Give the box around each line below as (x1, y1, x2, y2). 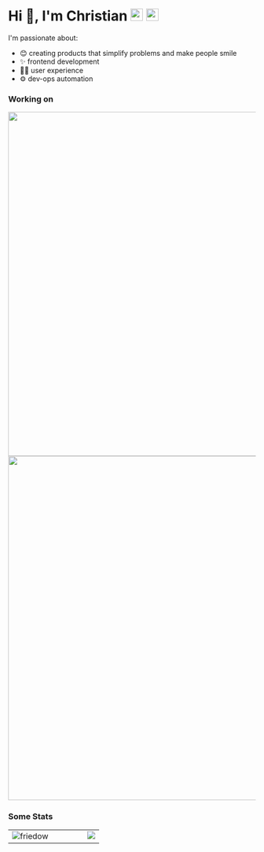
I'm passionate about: (8, 33, 79, 42)
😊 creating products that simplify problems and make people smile (19, 48, 237, 57)
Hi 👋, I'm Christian (8, 7, 128, 25)
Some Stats (8, 811, 53, 822)
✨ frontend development (19, 57, 100, 66)
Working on (8, 94, 53, 105)
